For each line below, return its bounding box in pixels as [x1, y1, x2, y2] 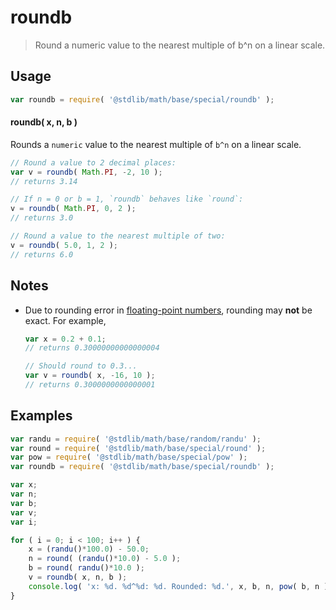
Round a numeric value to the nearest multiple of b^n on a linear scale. [34, 39, 326, 51]
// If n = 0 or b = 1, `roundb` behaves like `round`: [10, 194, 244, 205]
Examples [10, 407, 73, 425]
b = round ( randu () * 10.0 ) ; [28, 563, 145, 573]
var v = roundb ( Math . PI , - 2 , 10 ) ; [10, 167, 163, 177]
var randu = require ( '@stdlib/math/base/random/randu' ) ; [10, 434, 262, 444]
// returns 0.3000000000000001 [24, 380, 156, 390]
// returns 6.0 [10, 249, 74, 260]
